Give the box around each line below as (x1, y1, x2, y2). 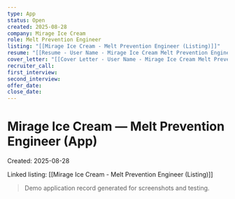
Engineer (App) (7, 134, 98, 149)
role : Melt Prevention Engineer (7, 36, 101, 43)
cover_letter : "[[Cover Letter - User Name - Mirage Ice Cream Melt (7, 56, 211, 63)
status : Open (7, 17, 45, 24)
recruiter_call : (7, 62, 55, 69)
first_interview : (7, 69, 58, 76)
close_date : (7, 88, 42, 95)
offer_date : (7, 82, 42, 89)
